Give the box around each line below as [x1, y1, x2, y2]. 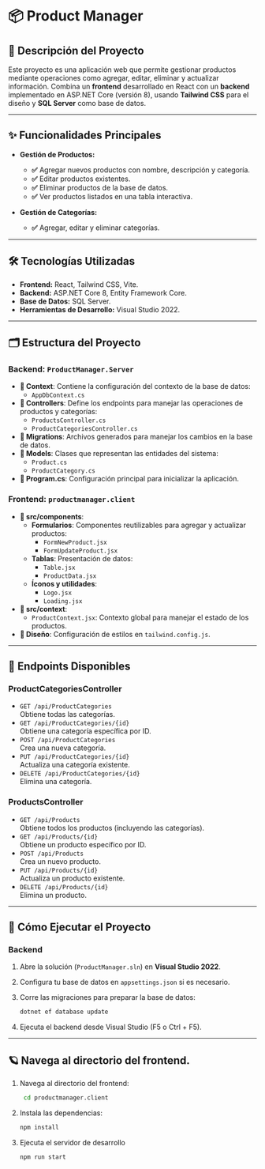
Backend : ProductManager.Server [8, 364, 134, 375]
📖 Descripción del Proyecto [8, 43, 144, 57]
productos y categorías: [19, 407, 98, 417]
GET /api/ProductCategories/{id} [19, 719, 130, 728]
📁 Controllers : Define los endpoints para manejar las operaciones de [19, 398, 243, 408]
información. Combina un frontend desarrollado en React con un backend [8, 81, 250, 91]
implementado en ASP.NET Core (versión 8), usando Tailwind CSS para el [8, 90, 249, 100]
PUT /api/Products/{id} [19, 866, 99, 874]
